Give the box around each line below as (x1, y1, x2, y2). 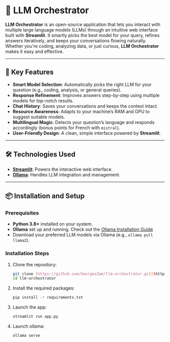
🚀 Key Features (5, 68, 54, 77)
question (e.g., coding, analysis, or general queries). (12, 86, 121, 93)
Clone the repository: (12, 261, 57, 267)
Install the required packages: (12, 285, 75, 291)
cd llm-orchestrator (12, 276, 56, 281)
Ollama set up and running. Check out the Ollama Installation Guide (12, 226, 153, 233)
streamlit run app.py (12, 314, 58, 319)
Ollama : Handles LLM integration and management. (12, 171, 120, 177)
